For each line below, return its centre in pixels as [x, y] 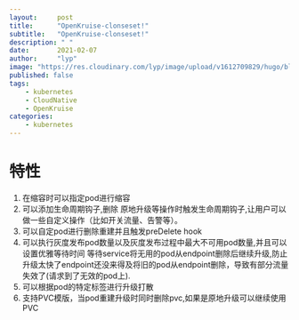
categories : [31, 116]
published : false [41, 76]
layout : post [41, 17]
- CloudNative [51, 100]
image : [21, 68]
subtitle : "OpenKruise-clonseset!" [79, 34]
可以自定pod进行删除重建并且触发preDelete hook [112, 231]
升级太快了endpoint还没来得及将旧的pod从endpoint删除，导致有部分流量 [155, 264]
